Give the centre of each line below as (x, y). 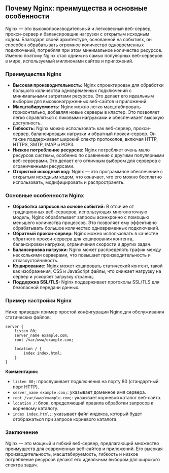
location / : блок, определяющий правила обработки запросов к (83, 403)
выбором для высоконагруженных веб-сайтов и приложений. (80, 102)
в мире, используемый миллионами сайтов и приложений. (69, 61)
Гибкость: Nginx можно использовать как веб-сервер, (72, 129)
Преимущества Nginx (33, 74)
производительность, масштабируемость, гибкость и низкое (72, 454)
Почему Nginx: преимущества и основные (77, 8)
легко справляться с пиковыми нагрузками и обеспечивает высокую (88, 118)
